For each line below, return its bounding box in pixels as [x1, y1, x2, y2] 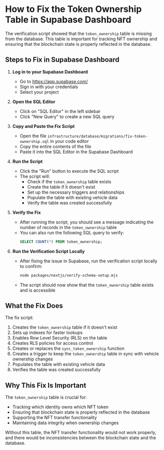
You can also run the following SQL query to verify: [19, 229, 124, 235]
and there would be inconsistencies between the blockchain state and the [5, 435, 157, 441]
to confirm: [19, 263, 43, 269]
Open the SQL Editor [12, 99, 56, 105]
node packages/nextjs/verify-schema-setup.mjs [19, 273, 118, 278]
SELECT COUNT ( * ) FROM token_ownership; [19, 239, 103, 244]
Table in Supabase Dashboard [5, 14, 132, 25]
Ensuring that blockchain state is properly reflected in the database [12, 409, 150, 415]
